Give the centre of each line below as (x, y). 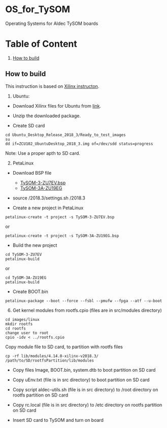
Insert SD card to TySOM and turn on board (58, 420)
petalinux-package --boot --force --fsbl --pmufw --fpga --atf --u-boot (84, 301)
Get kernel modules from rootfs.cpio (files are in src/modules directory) (87, 310)
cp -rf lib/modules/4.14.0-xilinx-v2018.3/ (52, 356)
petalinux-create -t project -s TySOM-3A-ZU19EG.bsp (62, 236)
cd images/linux (22, 319)
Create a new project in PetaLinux (48, 208)
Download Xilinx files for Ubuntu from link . (57, 106)
